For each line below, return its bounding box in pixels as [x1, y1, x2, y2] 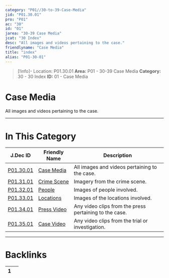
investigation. [73, 223, 106, 230]
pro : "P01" [5, 17, 28, 22]
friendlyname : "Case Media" [5, 45, 64, 50]
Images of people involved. [73, 187, 138, 194]
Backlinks [5, 249, 47, 261]
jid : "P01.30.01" [5, 12, 42, 17]
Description [103, 152, 132, 159]
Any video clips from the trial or [73, 217, 148, 224]
